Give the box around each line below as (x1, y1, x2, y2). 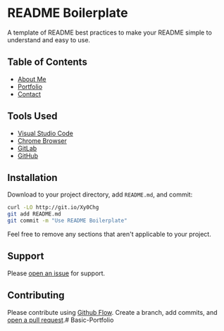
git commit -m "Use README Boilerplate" (7, 217, 128, 225)
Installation (7, 171, 58, 184)
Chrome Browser (17, 136, 67, 145)
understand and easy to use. (7, 35, 90, 44)
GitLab (17, 144, 37, 152)
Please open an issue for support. (7, 269, 106, 277)
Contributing (7, 289, 65, 301)
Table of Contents (7, 56, 88, 68)
